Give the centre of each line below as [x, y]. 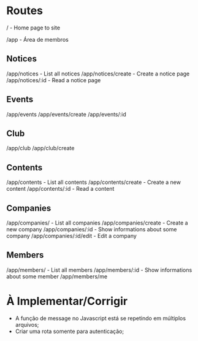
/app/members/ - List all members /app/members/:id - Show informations [99, 270]
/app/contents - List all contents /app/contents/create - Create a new [93, 182]
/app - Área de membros [37, 39]
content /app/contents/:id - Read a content [60, 189]
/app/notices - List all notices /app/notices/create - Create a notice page [98, 74]
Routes [25, 11]
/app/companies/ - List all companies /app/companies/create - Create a [97, 223]
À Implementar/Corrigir [67, 301]
